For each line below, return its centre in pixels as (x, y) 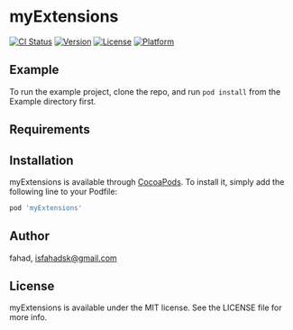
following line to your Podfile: (64, 191)
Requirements (50, 129)
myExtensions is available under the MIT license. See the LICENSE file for (146, 307)
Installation (41, 160)
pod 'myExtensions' (46, 208)
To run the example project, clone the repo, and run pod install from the (145, 91)
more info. (28, 317)
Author (29, 236)
